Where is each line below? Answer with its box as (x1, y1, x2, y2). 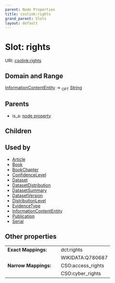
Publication (12, 213, 35, 219)
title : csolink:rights (5, 12, 51, 17)
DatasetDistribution (12, 182, 51, 188)
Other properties (5, 232, 57, 241)
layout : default (5, 20, 38, 26)
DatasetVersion (12, 193, 43, 198)
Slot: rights (5, 42, 51, 53)
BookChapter (12, 166, 39, 173)
